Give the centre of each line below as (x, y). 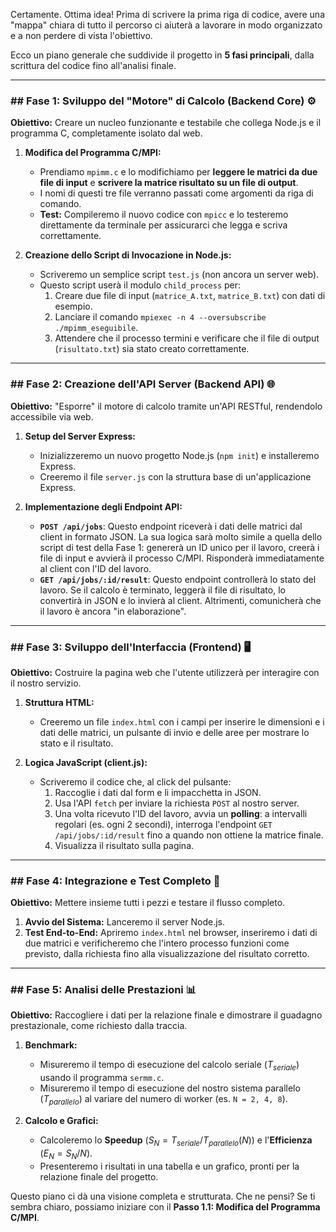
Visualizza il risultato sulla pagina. (124, 845)
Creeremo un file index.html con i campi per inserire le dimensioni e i (182, 721)
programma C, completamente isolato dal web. (106, 133)
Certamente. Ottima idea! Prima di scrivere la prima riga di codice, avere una (168, 14)
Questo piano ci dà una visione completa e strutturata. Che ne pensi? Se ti (163, 1196)
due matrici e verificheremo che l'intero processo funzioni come (157, 943)
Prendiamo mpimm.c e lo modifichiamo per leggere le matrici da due (178, 172)
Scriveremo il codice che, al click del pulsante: (135, 781)
